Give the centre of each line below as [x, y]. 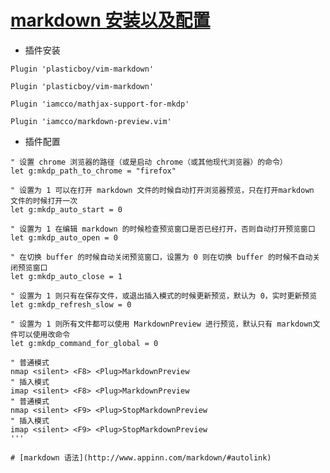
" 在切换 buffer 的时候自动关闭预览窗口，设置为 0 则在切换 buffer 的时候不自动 [161, 257]
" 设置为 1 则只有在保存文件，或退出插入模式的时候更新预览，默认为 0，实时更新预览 [164, 296]
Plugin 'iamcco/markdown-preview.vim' [91, 121]
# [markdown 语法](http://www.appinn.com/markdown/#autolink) [141, 457]
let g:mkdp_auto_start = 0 [66, 209]
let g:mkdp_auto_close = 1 [66, 276]
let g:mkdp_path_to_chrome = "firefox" [93, 171]
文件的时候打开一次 [44, 201]
